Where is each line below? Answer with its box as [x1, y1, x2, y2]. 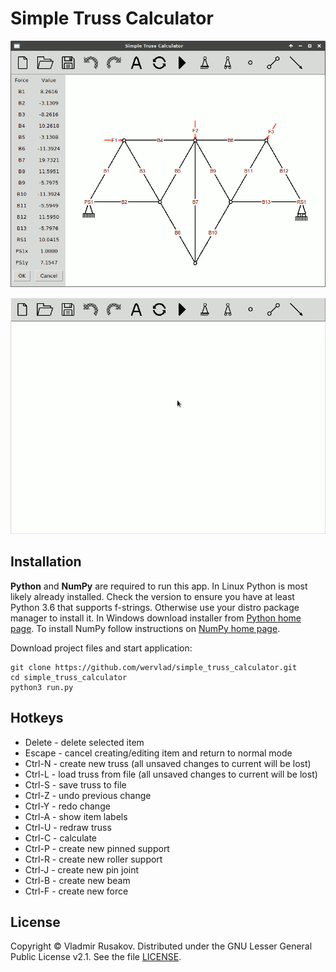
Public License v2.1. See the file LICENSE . [10, 951, 182, 963]
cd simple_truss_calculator [10, 672, 128, 682]
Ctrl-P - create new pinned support [24, 842, 170, 854]
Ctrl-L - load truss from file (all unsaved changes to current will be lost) [24, 768, 318, 780]
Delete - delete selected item [24, 736, 145, 748]
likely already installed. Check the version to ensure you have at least [10, 590, 295, 602]
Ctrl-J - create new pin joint [24, 863, 140, 876]
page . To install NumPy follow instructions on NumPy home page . [10, 622, 281, 634]
